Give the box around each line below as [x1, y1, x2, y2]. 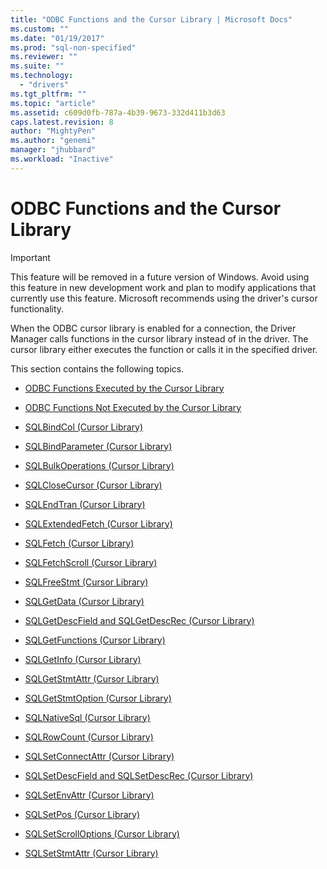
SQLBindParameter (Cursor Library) [24, 440, 173, 452]
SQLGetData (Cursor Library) [24, 595, 145, 607]
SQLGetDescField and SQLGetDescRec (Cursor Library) [24, 614, 255, 626]
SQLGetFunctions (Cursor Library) [24, 634, 166, 646]
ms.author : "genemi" [10, 136, 97, 146]
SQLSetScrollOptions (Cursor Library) [24, 827, 180, 840]
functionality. [10, 302, 65, 315]
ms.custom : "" [10, 24, 70, 34]
